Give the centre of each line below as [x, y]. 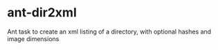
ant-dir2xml [42, 13]
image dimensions [33, 38]
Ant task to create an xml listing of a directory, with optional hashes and [109, 32]
